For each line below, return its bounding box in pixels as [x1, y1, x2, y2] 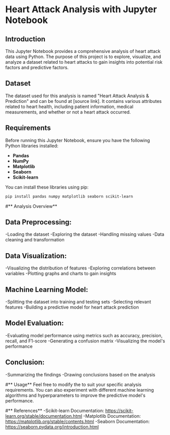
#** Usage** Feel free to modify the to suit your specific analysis [5, 381, 141, 388]
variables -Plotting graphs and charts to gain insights [5, 270, 117, 277]
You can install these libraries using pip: [5, 184, 89, 190]
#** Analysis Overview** [5, 203, 58, 209]
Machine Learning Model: [5, 285, 88, 294]
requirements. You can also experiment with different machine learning [5, 387, 154, 393]
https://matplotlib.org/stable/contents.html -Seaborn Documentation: [5, 418, 150, 424]
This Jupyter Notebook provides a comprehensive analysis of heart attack [5, 48, 161, 54]
